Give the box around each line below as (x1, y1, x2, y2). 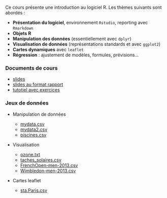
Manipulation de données (12, 111, 66, 117)
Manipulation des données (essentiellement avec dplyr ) (12, 36, 131, 42)
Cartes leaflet (12, 177, 42, 183)
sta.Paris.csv (20, 187, 47, 193)
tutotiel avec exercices (12, 87, 60, 93)
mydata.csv (20, 121, 45, 127)
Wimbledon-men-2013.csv (20, 168, 76, 174)
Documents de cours (5, 64, 58, 72)
